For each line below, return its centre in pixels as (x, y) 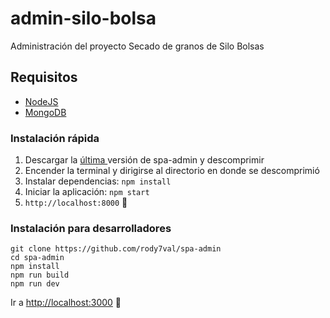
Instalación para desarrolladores (91, 228)
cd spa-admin (37, 258)
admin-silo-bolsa (83, 18)
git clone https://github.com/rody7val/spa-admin (116, 249)
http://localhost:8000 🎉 (76, 203)
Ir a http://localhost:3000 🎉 (66, 303)
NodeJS (41, 101)
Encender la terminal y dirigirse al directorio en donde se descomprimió (172, 171)
